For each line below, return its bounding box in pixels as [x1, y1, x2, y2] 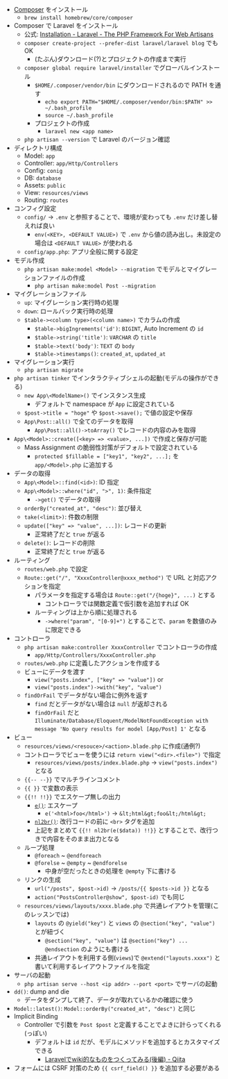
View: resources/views [24, 189, 89, 196]
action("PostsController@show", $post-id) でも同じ [34, 893, 185, 901]
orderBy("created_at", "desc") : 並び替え [24, 504, 143, 512]
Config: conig [24, 167, 63, 174]
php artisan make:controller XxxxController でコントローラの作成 [24, 643, 218, 651]
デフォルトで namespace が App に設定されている [34, 400, 175, 408]
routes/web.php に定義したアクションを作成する [24, 659, 161, 667]
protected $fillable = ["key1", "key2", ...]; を [34, 452, 179, 460]
